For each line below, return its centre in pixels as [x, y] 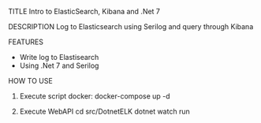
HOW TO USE [30, 81]
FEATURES [26, 42]
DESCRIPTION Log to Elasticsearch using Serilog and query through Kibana [131, 26]
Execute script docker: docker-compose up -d [95, 96]
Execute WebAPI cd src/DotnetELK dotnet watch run [105, 111]
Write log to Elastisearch [59, 57]
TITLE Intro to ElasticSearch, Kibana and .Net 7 [84, 11]
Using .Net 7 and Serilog [59, 65]
